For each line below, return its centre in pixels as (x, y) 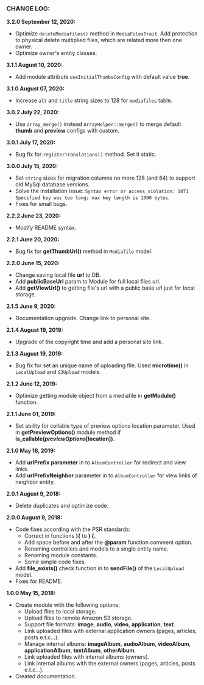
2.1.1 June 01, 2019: (31, 414)
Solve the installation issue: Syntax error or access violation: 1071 (102, 191)
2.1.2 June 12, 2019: (32, 384)
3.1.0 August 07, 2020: (36, 89)
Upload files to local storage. (60, 612)
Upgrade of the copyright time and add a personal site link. (89, 342)
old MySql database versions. (52, 185)
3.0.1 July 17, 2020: (31, 142)
